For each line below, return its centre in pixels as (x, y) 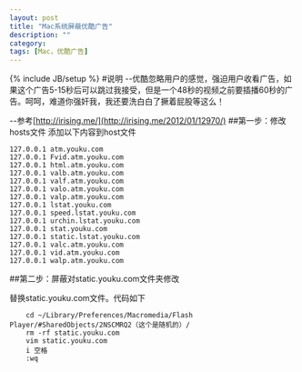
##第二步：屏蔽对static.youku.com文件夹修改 (95, 279)
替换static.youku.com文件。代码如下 (77, 298)
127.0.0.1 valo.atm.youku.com (67, 189)
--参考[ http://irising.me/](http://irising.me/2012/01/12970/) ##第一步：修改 (148, 121)
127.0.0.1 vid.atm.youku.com (65, 253)
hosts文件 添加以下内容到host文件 (73, 132)
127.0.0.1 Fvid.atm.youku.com (67, 157)
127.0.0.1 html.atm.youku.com (67, 166)
